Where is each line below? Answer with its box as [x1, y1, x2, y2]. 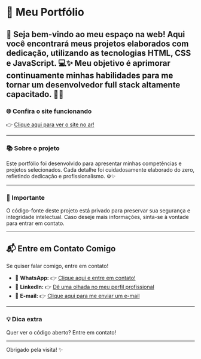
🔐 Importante [6, 194, 45, 202]
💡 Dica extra [6, 315, 42, 324]
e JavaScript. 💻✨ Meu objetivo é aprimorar [6, 58, 170, 68]
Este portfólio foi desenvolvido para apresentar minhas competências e [6, 160, 182, 167]
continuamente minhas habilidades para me [6, 70, 173, 80]
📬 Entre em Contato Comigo [6, 244, 116, 254]
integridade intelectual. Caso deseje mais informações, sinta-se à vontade [6, 214, 190, 221]
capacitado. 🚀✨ [6, 89, 64, 99]
